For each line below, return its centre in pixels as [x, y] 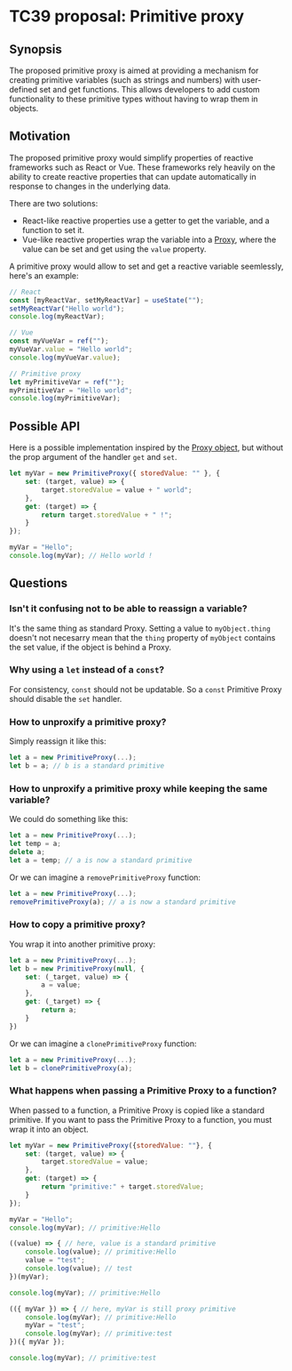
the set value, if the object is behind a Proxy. [90, 647]
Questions [39, 583]
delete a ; [28, 851]
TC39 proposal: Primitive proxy [127, 16]
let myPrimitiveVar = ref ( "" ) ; [67, 382]
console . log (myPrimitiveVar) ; [65, 399]
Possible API [45, 426]
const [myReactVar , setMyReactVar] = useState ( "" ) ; [107, 300]
